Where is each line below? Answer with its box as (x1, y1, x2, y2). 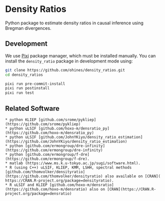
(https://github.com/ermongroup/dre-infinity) (5, 147, 103, 152)
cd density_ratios (5, 72, 43, 77)
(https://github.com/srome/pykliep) (5, 122, 81, 127)
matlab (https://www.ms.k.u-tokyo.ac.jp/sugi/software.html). (9, 160, 141, 166)
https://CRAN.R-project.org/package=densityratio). (5, 178, 114, 183)
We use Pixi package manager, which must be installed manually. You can (5, 53, 156, 59)
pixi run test (5, 90, 35, 95)
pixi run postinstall (5, 86, 50, 91)
